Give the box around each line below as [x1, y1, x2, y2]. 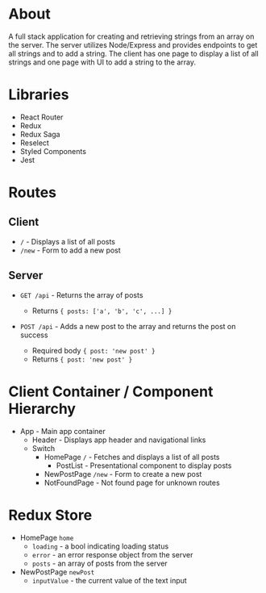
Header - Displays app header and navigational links [31, 435, 206, 445]
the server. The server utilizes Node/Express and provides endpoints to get [8, 40, 258, 49]
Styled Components [19, 146, 87, 156]
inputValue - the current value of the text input [31, 575, 187, 585]
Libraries [8, 86, 69, 104]
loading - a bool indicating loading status [31, 541, 169, 551]
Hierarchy [8, 399, 77, 418]
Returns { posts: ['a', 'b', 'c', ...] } [31, 306, 172, 315]
